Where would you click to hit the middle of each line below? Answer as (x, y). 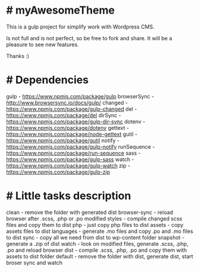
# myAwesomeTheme (60, 10)
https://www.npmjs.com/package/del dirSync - (64, 115)
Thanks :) (18, 56)
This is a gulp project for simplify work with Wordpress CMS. (80, 27)
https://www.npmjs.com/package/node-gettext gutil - (72, 134)
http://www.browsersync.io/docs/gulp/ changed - (67, 103)
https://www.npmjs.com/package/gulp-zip (58, 172)
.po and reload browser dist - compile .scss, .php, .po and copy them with (97, 250)
